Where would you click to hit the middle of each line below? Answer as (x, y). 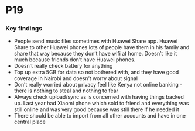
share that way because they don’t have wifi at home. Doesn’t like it (95, 54)
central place (30, 122)
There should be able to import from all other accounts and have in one (100, 116)
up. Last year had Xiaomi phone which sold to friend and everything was (101, 104)
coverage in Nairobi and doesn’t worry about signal (76, 78)
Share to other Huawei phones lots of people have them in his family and (102, 47)
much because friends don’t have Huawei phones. (75, 60)
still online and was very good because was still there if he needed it (96, 109)
